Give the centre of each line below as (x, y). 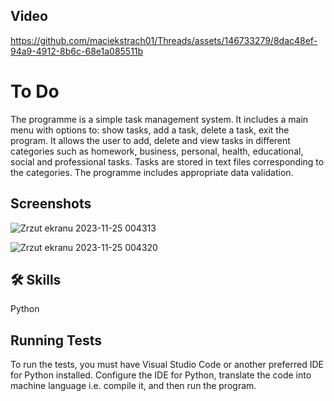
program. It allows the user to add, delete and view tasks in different (150, 140)
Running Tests (56, 340)
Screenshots (51, 204)
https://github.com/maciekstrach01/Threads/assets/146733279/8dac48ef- (164, 40)
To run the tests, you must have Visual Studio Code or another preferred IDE (167, 365)
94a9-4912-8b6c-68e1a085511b (77, 51)
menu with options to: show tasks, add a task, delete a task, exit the (150, 130)
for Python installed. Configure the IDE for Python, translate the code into (161, 375)
